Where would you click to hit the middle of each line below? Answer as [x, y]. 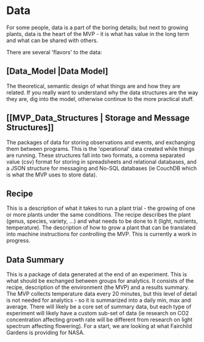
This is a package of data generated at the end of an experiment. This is [97, 274]
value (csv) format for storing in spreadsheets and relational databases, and [101, 161]
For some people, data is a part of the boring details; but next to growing [97, 27]
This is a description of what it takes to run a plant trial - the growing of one [101, 208]
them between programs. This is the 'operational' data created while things [100, 148]
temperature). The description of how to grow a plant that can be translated [101, 228]
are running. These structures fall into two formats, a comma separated [96, 155]
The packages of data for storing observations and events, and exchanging [101, 142]
